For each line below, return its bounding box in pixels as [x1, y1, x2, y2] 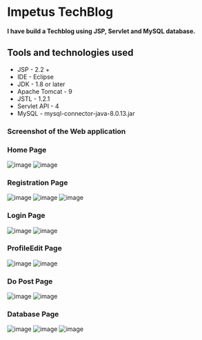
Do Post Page [7, 277, 53, 286]
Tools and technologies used [7, 47, 134, 59]
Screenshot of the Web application [7, 126, 126, 136]
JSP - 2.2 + [17, 65, 50, 73]
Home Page [7, 145, 47, 154]
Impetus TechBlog [7, 4, 114, 20]
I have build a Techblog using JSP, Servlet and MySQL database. [7, 27, 196, 35]
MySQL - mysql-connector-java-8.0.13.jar [17, 109, 136, 117]
